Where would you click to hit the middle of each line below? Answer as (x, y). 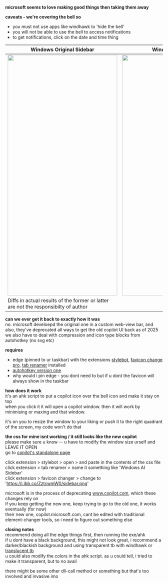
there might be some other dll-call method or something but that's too (77, 571)
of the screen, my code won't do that (43, 427)
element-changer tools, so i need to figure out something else (69, 520)
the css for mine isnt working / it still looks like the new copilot (71, 436)
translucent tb (19, 550)
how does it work (23, 390)
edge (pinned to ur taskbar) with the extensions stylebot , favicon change (87, 360)
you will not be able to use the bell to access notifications (71, 32)
